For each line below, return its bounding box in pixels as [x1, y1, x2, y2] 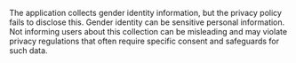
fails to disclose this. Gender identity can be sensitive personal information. [9, 17, 285, 28]
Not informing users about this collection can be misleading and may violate [9, 27, 287, 36]
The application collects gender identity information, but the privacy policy [9, 8, 283, 18]
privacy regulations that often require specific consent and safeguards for [9, 35, 280, 46]
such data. [9, 45, 48, 56]
